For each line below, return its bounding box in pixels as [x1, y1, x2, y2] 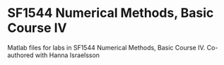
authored [7, 51, 34, 59]
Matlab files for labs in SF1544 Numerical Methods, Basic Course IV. [7, 43, 206, 52]
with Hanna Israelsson [35, 51, 100, 59]
